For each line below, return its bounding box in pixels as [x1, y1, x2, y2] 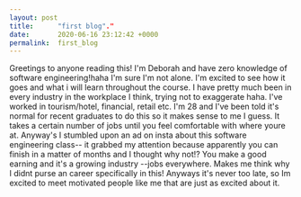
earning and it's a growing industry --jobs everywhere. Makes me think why [9, 158, 290, 169]
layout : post [9, 13, 58, 22]
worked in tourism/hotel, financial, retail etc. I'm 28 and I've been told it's [9, 101, 279, 112]
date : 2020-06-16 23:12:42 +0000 [9, 30, 159, 39]
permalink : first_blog [9, 38, 99, 48]
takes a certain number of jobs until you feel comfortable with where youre [9, 121, 286, 131]
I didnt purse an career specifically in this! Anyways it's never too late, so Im [9, 168, 291, 179]
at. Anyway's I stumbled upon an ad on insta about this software [9, 130, 247, 140]
